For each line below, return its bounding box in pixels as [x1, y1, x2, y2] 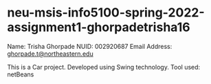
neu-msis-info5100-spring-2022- [7, 5, 205, 21]
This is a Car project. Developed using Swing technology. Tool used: [7, 63, 201, 71]
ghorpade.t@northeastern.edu [7, 50, 94, 58]
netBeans [7, 70, 34, 78]
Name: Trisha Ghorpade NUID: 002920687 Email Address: [7, 42, 173, 50]
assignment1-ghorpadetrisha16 [7, 19, 190, 35]
